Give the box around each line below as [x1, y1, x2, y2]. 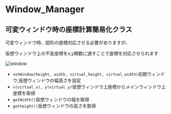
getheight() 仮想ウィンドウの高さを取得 [12, 103, 96, 109]
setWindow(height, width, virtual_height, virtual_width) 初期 [12, 71, 148, 77]
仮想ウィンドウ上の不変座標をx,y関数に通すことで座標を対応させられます [5, 50, 159, 56]
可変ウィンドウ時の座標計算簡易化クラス [5, 25, 132, 34]
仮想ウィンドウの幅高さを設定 [18, 77, 81, 83]
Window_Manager [5, 4, 85, 15]
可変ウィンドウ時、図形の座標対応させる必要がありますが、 [5, 40, 130, 45]
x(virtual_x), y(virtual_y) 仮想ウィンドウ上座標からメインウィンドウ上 [12, 84, 166, 90]
